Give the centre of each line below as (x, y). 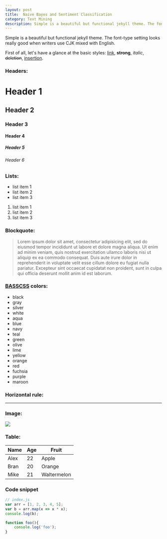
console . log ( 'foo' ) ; (35, 527)
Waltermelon (56, 474)
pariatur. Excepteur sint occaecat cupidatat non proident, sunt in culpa (89, 268)
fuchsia (20, 371)
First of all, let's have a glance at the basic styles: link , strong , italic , (75, 53)
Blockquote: (20, 231)
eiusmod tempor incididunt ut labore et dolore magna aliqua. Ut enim (87, 247)
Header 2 (20, 110)
